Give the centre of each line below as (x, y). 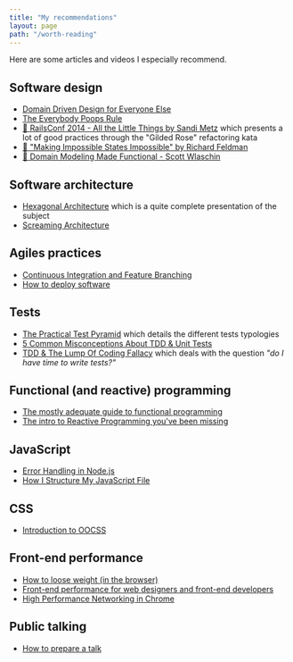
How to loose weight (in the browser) (90, 579)
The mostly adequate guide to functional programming (122, 412)
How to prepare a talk (62, 648)
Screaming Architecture (65, 225)
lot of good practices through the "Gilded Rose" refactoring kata (140, 138)
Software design (56, 87)
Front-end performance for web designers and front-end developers (148, 589)
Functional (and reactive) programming (120, 391)
